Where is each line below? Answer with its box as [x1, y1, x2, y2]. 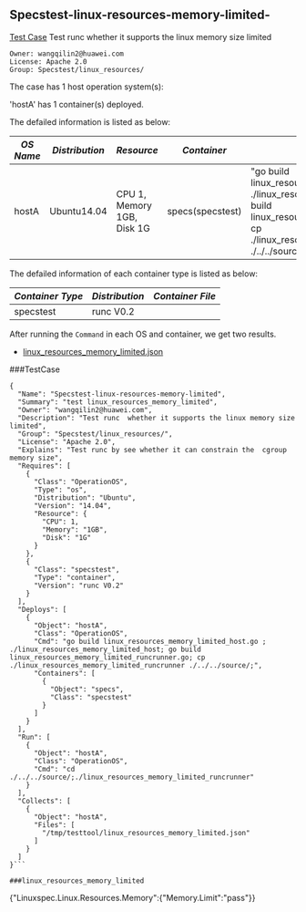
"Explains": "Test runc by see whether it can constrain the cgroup [17, 445, 287, 454]
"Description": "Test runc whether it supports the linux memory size [17, 413, 296, 422]
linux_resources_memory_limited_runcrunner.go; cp [9, 652, 206, 662]
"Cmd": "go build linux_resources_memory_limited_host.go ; [33, 637, 267, 646]
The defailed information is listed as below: [9, 116, 171, 127]
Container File [153, 289, 217, 302]
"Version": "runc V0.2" [33, 581, 125, 590]
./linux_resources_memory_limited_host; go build [9, 645, 202, 654]
